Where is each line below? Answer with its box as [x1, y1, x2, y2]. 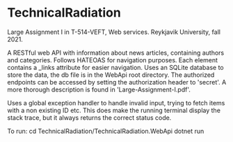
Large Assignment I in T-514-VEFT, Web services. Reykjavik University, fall [7, 28, 221, 36]
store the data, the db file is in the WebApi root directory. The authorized [7, 71, 215, 79]
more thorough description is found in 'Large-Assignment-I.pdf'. [7, 85, 191, 94]
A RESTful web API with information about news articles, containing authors [7, 48, 225, 57]
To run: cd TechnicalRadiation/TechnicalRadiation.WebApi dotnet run [7, 127, 204, 135]
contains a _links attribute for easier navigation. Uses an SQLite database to [7, 63, 224, 71]
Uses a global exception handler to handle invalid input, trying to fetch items [7, 98, 225, 107]
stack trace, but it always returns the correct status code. [7, 113, 172, 122]
